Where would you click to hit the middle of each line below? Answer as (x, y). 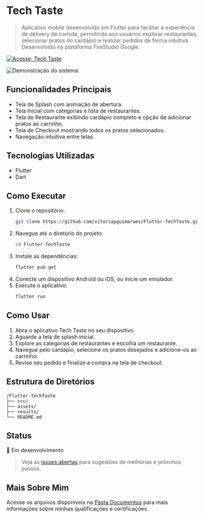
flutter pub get (36, 268)
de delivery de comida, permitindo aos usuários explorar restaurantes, (109, 33)
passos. (31, 469)
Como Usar (28, 316)
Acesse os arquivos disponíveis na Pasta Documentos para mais (87, 502)
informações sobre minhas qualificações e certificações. (78, 509)
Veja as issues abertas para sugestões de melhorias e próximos (101, 462)
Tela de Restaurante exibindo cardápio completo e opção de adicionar (103, 117)
